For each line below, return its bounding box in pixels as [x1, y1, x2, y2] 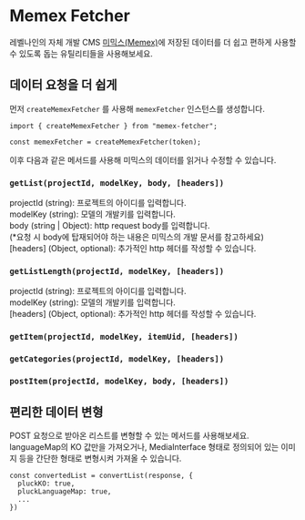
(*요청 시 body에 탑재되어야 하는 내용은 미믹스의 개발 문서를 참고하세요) [9, 231, 264, 242]
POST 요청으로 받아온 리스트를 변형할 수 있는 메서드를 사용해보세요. [9, 430, 249, 441]
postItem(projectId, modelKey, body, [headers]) [9, 376, 229, 387]
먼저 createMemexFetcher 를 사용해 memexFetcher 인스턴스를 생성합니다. [9, 103, 266, 114]
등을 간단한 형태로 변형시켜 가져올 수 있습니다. [18, 453, 182, 464]
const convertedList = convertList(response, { [9, 471, 194, 480]
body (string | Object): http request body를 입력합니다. [9, 220, 210, 231]
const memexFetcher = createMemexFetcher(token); [9, 138, 202, 147]
